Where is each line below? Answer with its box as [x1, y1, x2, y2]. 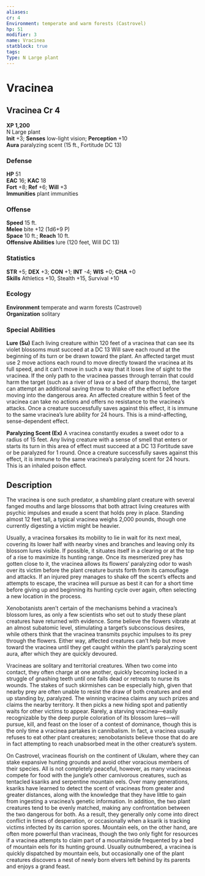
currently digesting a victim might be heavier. [6, 522, 121, 529]
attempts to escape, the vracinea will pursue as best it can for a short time [6, 579, 194, 587]
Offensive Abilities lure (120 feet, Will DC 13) [6, 238, 120, 246]
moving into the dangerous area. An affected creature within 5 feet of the [6, 392, 191, 399]
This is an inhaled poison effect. [6, 462, 87, 470]
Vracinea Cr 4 [6, 105, 61, 116]
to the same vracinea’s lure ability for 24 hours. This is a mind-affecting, [6, 411, 188, 419]
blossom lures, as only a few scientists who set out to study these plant [6, 611, 187, 618]
